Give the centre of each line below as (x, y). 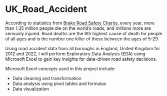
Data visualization (31, 89)
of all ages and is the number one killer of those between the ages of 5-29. (82, 39)
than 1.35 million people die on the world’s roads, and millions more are (78, 28)
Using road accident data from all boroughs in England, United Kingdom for (83, 48)
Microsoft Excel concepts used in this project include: (60, 69)
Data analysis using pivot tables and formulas (59, 84)
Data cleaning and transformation (47, 78)
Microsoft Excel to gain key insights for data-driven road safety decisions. (81, 59)
